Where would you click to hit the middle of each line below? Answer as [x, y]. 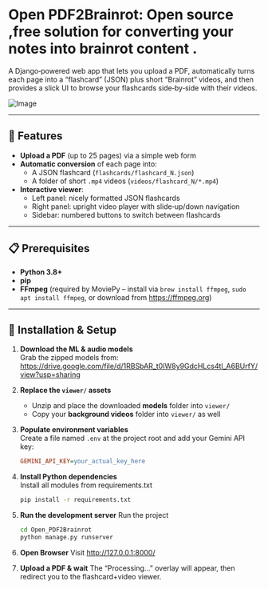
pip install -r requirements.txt [75, 500]
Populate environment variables [74, 430]
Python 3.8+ [41, 272]
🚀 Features [35, 136]
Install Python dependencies [68, 477]
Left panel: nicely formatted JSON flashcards [106, 198]
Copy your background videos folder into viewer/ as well [126, 415]
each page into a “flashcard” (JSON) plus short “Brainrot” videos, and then [131, 79]
